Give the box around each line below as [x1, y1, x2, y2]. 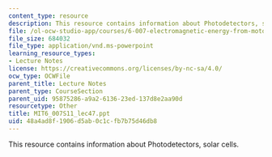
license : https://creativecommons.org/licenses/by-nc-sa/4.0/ [8, 65, 223, 73]
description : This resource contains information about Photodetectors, [8, 19, 259, 28]
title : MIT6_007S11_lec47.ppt [8, 110, 111, 118]
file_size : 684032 [8, 34, 70, 43]
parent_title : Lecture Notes [8, 79, 107, 87]
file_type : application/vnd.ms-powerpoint [8, 42, 154, 50]
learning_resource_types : [8, 49, 96, 57]
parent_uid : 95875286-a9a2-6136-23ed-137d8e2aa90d [8, 95, 183, 103]
